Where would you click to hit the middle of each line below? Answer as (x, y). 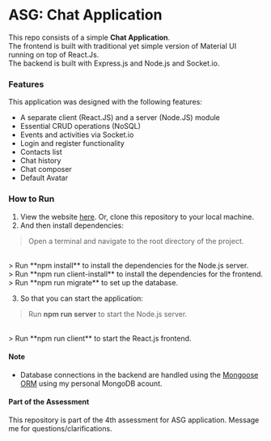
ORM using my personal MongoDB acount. (91, 383)
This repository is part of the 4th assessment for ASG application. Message (134, 420)
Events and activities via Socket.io (77, 135)
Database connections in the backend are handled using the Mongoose (139, 375)
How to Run (32, 199)
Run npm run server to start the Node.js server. (108, 314)
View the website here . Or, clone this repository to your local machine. (137, 216)
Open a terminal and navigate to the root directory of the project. (136, 241)
